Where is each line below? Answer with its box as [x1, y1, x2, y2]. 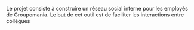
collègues [6, 18, 30, 24]
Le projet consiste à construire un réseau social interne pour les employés [6, 5, 188, 12]
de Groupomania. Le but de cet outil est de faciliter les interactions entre [6, 11, 184, 18]
